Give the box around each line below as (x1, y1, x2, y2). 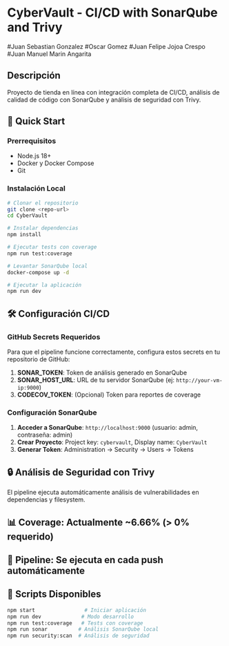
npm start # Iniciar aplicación (7, 607, 147, 614)
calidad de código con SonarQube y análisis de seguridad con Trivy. (7, 95, 201, 104)
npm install (7, 231, 41, 238)
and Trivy (7, 19, 63, 35)
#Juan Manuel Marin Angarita (7, 50, 92, 58)
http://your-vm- (175, 377, 223, 384)
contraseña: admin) (17, 430, 73, 439)
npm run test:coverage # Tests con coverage (7, 620, 143, 627)
